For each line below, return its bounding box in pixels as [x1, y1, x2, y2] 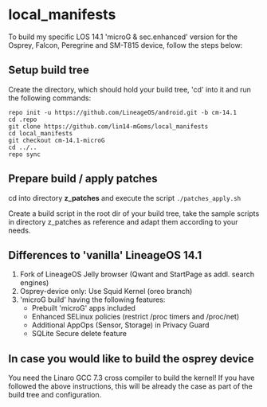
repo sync [8, 150, 41, 158]
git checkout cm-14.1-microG [8, 136, 105, 144]
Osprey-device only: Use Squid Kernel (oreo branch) [19, 287, 193, 296]
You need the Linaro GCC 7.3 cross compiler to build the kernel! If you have [8, 373, 255, 383]
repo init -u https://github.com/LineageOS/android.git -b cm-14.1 [8, 108, 238, 116]
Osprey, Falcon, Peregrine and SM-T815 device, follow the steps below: [8, 40, 243, 49]
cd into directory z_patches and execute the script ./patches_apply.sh [8, 193, 241, 202]
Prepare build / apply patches [8, 172, 158, 186]
